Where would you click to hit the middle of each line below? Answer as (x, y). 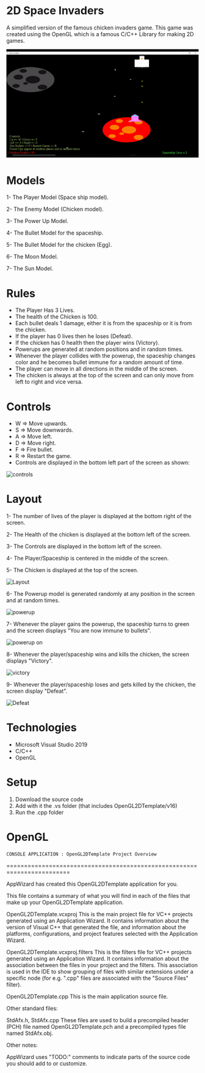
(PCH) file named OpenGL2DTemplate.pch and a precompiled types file (96, 1027)
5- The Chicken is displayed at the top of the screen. (72, 570)
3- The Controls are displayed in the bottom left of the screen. (84, 546)
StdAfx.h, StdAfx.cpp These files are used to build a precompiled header (98, 1020)
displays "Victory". (30, 661)
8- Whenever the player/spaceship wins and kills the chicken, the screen (98, 654)
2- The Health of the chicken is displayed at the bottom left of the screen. (99, 535)
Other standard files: (32, 1008)
